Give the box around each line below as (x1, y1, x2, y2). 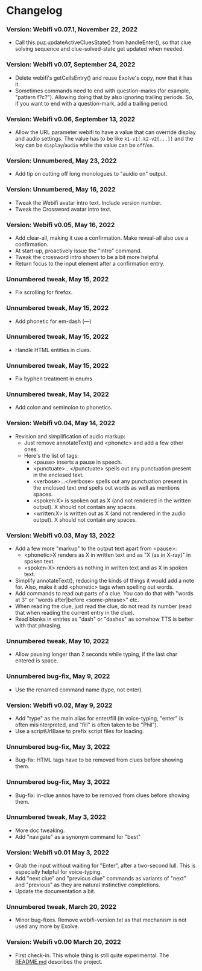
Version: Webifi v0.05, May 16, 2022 (6, 220, 115, 229)
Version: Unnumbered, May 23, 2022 (6, 156, 117, 165)
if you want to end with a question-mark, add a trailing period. (14, 100, 169, 107)
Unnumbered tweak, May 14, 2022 (6, 390, 109, 399)
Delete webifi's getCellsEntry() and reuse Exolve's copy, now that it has (14, 74, 192, 82)
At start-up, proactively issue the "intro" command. (14, 247, 142, 254)
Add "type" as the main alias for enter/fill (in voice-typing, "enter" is (14, 714, 184, 722)
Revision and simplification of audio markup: (14, 432, 125, 440)
